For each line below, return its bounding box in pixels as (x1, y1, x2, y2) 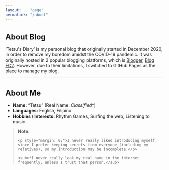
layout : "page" (5, 7, 44, 13)
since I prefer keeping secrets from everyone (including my (17, 142, 149, 147)
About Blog (5, 32, 46, 42)
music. (12, 119, 27, 124)
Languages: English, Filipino (12, 108, 72, 114)
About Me (5, 88, 41, 98)
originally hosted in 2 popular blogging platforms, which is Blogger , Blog (5, 56, 154, 63)
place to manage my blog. (5, 68, 59, 74)
